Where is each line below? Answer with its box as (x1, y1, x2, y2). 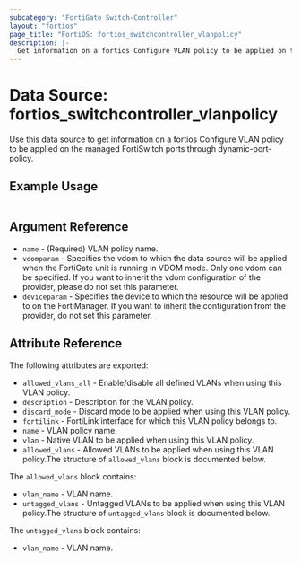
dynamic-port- (218, 144, 272, 154)
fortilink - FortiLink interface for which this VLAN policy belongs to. (21, 415, 278, 426)
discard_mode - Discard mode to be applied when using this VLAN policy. (21, 406, 291, 417)
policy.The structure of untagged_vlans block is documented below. (21, 507, 271, 518)
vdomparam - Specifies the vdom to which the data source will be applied (21, 252, 288, 263)
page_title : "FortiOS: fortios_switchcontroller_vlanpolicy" (9, 30, 243, 39)
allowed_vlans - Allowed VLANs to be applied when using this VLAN (21, 443, 274, 454)
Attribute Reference (9, 336, 123, 351)
